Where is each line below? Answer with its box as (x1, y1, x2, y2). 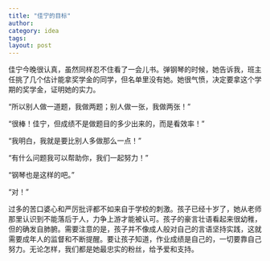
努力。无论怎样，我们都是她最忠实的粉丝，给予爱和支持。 (8, 244, 198, 254)
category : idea (8, 27, 59, 35)
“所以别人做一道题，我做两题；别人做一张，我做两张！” (8, 102, 191, 112)
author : (8, 19, 35, 27)
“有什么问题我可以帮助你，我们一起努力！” (8, 153, 149, 163)
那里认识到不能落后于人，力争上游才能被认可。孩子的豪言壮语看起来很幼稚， (8, 214, 262, 224)
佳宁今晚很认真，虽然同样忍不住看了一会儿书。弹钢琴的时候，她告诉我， (8, 65, 247, 75)
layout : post (8, 42, 52, 50)
